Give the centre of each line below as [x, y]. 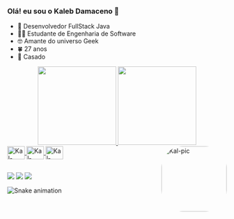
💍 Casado [31, 57]
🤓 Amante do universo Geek [58, 41]
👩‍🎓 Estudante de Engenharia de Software [77, 33]
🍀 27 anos [32, 49]
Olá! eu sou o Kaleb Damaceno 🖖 [63, 11]
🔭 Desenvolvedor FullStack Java [63, 27]
